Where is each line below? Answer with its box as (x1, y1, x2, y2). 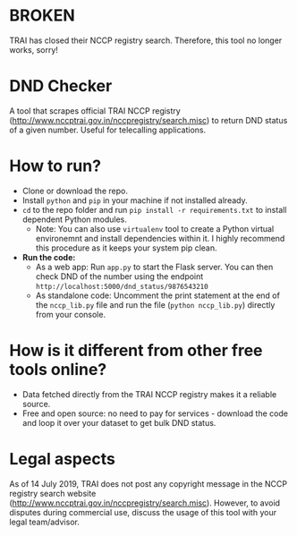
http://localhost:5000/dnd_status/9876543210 (35, 282, 208, 291)
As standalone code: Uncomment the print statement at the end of (35, 290, 280, 301)
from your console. (35, 309, 106, 319)
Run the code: (21, 251, 76, 262)
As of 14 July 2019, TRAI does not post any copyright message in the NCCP (9, 478, 288, 489)
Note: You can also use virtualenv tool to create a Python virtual (35, 223, 275, 234)
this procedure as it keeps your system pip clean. (35, 242, 217, 253)
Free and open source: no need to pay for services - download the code (21, 408, 289, 419)
